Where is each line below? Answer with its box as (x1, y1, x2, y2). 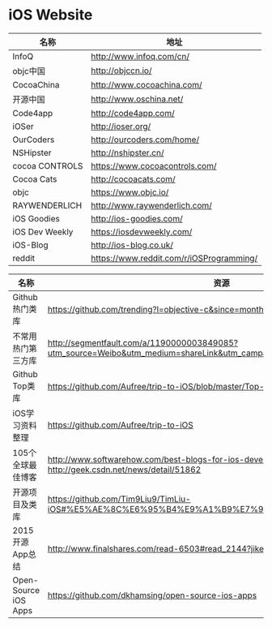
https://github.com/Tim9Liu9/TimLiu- (47, 493, 192, 505)
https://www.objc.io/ (91, 187, 169, 198)
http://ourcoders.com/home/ (91, 134, 200, 145)
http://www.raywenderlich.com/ (91, 200, 213, 211)
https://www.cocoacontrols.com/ (91, 160, 217, 171)
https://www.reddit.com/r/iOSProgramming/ (91, 252, 258, 264)
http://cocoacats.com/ (91, 173, 176, 184)
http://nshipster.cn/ (91, 147, 164, 158)
